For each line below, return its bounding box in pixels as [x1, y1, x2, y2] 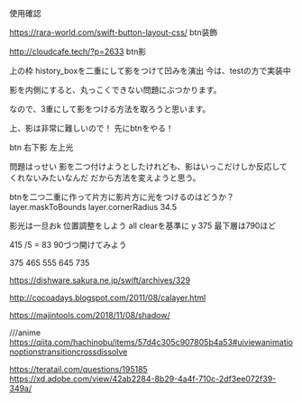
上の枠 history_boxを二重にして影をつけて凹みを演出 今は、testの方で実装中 [9, 66, 291, 76]
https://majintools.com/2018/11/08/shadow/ [9, 310, 170, 320]
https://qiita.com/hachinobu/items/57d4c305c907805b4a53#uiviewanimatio [9, 337, 293, 347]
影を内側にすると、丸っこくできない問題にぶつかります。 [9, 85, 222, 95]
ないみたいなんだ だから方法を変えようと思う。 [24, 172, 201, 183]
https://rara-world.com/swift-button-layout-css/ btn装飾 [9, 27, 218, 38]
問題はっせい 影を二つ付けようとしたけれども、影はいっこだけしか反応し [9, 161, 280, 171]
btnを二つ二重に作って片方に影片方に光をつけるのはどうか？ [9, 192, 234, 202]
